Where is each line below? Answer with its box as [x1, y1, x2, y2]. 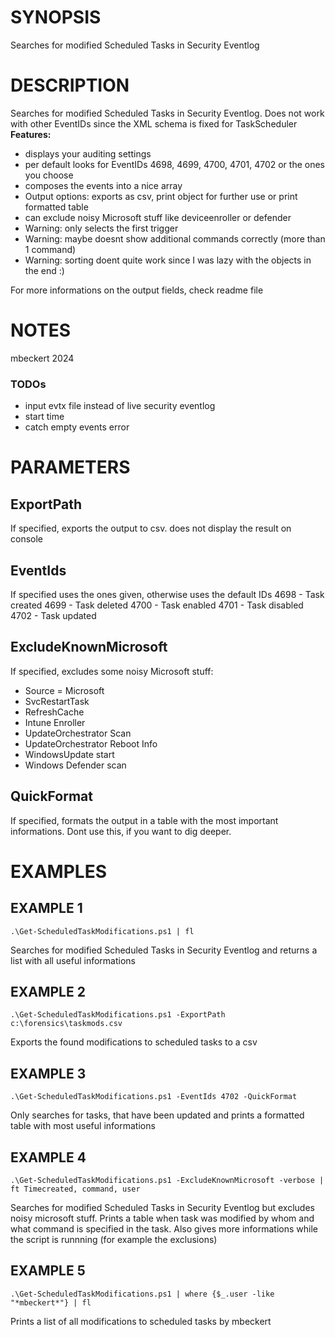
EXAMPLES [10, 860, 107, 883]
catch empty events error [24, 421, 130, 433]
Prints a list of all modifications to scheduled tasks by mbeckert [10, 1315, 272, 1327]
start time [24, 411, 65, 423]
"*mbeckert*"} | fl [10, 1297, 92, 1308]
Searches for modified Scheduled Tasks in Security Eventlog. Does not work [10, 107, 325, 119]
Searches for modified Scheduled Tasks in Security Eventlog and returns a [10, 944, 318, 956]
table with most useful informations [10, 1120, 156, 1132]
